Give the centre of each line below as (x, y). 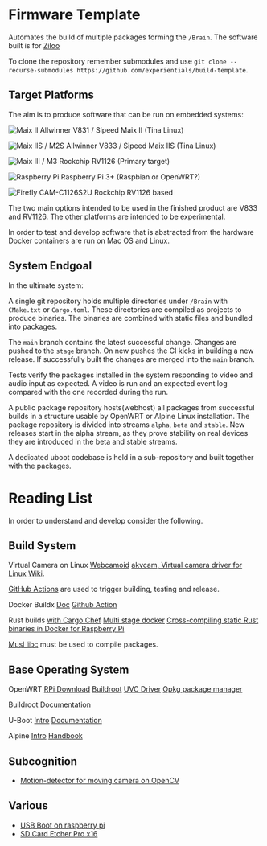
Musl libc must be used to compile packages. (83, 644)
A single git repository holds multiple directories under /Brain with (118, 301)
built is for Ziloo (34, 45)
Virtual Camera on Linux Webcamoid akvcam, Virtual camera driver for (125, 565)
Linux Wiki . (27, 573)
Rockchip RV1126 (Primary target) (115, 161)
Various (28, 806)
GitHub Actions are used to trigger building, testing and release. (114, 589)
